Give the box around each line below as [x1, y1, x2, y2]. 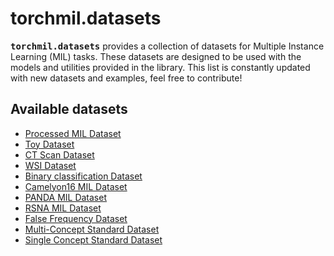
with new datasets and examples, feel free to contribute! [10, 72, 243, 84]
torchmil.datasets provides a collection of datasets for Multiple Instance [10, 40, 325, 52]
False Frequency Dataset [24, 212, 128, 224]
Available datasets [10, 101, 128, 118]
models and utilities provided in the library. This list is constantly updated [10, 61, 311, 73]
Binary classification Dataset [24, 170, 143, 182]
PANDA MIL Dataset [24, 191, 108, 203]
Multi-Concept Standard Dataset [24, 223, 160, 235]
